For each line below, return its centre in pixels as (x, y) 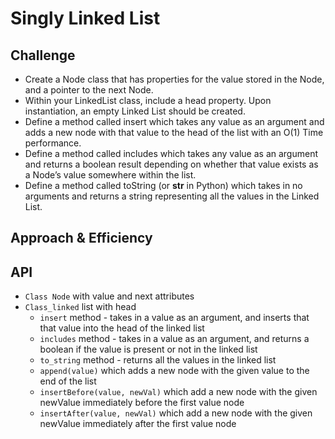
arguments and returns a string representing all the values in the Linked (172, 196)
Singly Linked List (85, 18)
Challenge (43, 55)
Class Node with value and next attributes (109, 296)
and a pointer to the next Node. (89, 90)
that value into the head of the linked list (122, 328)
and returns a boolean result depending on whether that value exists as (171, 164)
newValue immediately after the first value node (138, 424)
